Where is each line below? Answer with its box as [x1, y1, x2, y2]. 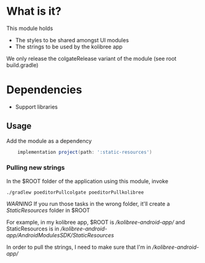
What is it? [6, 4, 62, 18]
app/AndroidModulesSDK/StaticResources [6, 231, 115, 238]
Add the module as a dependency [6, 137, 92, 145]
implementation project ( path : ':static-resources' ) [17, 149, 152, 155]
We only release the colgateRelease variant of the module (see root [6, 55, 177, 62]
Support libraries [15, 103, 58, 110]
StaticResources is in [6, 225, 60, 232]
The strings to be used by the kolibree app [15, 43, 123, 50]
